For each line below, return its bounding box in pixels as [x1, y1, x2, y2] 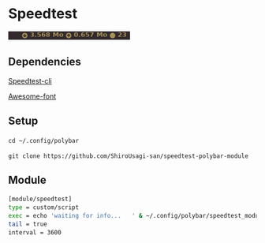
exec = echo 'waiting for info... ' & [8, 212, 144, 220]
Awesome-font [8, 92, 57, 101]
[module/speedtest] [8, 195, 73, 204]
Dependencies [8, 55, 81, 69]
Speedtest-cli [8, 76, 53, 85]
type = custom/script [8, 204, 80, 211]
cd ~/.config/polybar [8, 136, 80, 144]
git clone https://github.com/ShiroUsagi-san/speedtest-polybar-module [8, 151, 248, 160]
